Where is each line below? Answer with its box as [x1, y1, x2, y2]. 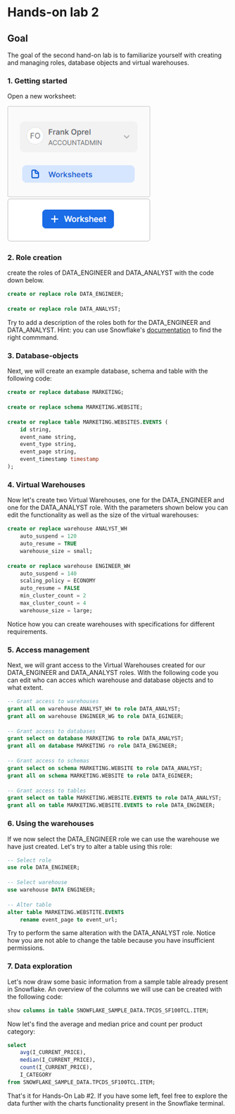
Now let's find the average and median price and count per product [7, 1020, 203, 1028]
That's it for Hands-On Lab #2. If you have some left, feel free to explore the [7, 1091, 228, 1100]
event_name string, [20, 433, 77, 440]
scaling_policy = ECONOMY [20, 577, 96, 585]
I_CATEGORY [20, 1072, 52, 1079]
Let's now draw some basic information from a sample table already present [7, 977, 229, 986]
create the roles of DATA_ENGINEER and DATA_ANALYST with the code [7, 268, 215, 277]
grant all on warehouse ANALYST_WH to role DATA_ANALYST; [7, 705, 181, 712]
